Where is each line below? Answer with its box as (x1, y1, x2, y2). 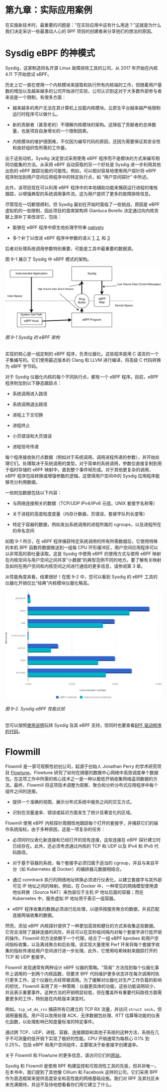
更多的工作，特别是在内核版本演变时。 (9, 995, 88, 1001)
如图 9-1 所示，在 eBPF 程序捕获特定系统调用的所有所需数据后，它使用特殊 (5, 538, 158, 544)
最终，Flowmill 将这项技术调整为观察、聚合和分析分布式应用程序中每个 (13, 782, 158, 788)
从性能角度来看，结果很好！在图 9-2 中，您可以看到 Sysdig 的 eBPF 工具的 (5, 573, 158, 579)
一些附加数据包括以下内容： (5, 489, 62, 496)
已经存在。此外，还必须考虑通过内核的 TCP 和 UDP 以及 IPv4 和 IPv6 (12, 843, 153, 849)
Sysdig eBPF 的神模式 (5, 48, 95, 59)
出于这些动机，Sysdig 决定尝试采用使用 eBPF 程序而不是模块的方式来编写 (5, 155, 156, 161)
